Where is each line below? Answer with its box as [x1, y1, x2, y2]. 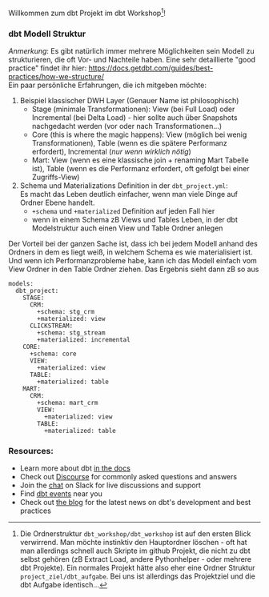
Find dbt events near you [19, 489, 102, 499]
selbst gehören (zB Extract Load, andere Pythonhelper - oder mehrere [19, 555, 252, 564]
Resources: [8, 445, 54, 456]
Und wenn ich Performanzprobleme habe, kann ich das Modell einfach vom [8, 255, 258, 265]
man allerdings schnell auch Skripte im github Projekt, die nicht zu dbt [19, 546, 251, 555]
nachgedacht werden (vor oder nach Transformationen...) [31, 121, 223, 130]
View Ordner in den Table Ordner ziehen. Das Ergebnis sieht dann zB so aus [8, 264, 259, 274]
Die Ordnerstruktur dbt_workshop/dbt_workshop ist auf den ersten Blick [19, 529, 251, 539]
